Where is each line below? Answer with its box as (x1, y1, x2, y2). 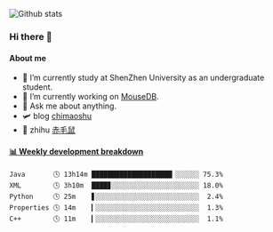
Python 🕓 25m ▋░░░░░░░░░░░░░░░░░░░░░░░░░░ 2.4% (9, 192, 224, 202)
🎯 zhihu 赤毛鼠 (21, 124, 76, 135)
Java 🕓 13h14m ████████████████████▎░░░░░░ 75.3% (9, 170, 224, 180)
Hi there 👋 (9, 30, 53, 43)
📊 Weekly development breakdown (9, 146, 144, 156)
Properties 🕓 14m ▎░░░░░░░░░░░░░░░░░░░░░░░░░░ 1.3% (9, 204, 224, 212)
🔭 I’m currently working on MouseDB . (21, 92, 160, 102)
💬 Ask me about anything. (21, 100, 117, 111)
